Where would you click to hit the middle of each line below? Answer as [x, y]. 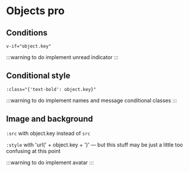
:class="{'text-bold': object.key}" [51, 89]
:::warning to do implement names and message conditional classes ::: [92, 100]
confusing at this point [33, 151]
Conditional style [38, 76]
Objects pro [35, 11]
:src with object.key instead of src [48, 133]
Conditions [27, 33]
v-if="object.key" [29, 46]
